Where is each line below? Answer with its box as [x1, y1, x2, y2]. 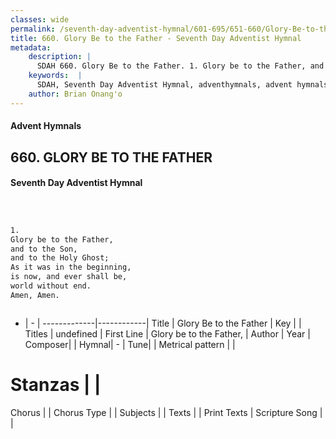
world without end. [10, 281, 92, 291]
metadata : [10, 42, 52, 53]
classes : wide [10, 14, 70, 25]
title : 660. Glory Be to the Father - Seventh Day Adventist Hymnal [10, 33, 302, 43]
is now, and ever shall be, [10, 272, 128, 282]
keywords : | [28, 71, 83, 81]
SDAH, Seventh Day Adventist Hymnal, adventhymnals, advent [36, 80, 293, 90]
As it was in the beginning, [10, 262, 132, 273]
